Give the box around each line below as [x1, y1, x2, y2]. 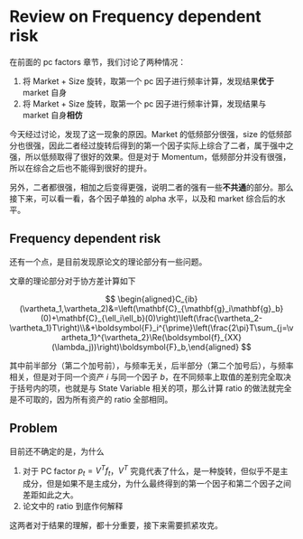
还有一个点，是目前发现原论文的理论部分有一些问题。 [9, 256, 207, 267]
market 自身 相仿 [22, 109, 83, 120]
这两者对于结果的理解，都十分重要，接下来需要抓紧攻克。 [9, 520, 223, 531]
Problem [9, 421, 59, 436]
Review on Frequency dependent [9, 6, 262, 27]
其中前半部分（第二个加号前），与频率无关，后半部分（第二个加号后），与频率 [9, 359, 294, 371]
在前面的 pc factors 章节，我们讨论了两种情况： [9, 56, 187, 67]
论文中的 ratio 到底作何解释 [22, 501, 124, 512]
